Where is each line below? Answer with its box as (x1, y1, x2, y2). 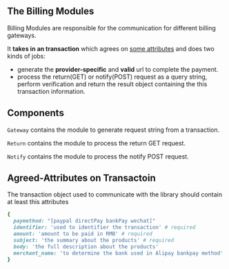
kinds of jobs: (7, 52, 46, 60)
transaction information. (17, 87, 86, 95)
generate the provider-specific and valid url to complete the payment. (17, 65, 219, 73)
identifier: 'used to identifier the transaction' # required (13, 224, 196, 231)
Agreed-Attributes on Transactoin (7, 172, 157, 184)
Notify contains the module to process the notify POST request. (7, 152, 190, 161)
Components (7, 107, 64, 119)
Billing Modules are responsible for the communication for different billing (7, 23, 216, 32)
